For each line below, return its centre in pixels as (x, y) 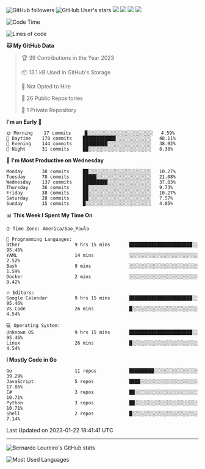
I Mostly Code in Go (31, 360)
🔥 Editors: (20, 293)
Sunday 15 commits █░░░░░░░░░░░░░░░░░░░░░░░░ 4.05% (90, 204)
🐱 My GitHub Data (31, 45)
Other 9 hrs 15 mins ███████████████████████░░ (102, 245)
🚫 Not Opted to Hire (46, 86)
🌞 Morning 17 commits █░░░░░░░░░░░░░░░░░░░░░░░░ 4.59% (91, 133)
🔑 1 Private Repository (49, 110)
